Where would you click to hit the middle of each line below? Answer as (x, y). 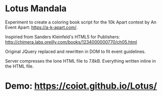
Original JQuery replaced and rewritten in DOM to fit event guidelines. (75, 51)
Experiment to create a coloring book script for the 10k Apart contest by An (81, 22)
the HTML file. (20, 66)
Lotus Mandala (36, 9)
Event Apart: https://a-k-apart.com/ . (41, 27)
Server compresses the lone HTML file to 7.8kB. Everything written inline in (81, 61)
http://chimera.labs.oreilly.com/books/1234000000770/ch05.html (71, 42)
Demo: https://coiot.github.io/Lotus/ (81, 86)
